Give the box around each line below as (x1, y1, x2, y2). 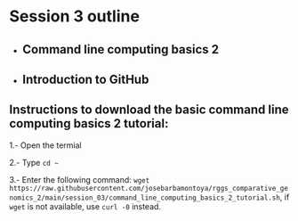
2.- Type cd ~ (9, 157, 60, 168)
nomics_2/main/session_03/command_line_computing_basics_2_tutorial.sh (9, 193, 280, 202)
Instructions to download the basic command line (9, 102, 289, 118)
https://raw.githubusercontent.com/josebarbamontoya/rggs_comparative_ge (9, 184, 289, 192)
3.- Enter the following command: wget (9, 174, 150, 184)
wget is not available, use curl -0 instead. (9, 201, 162, 211)
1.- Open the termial (9, 140, 82, 151)
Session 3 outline (9, 6, 141, 27)
